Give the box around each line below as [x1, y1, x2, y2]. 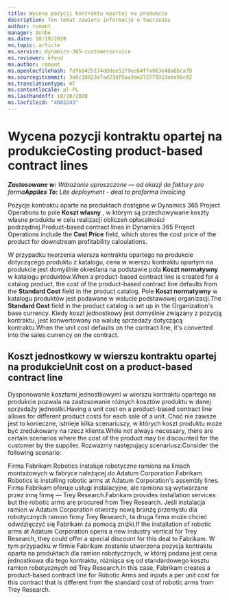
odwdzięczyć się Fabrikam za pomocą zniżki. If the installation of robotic [8, 520, 212, 528]
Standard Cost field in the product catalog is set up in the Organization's [8, 301, 213, 310]
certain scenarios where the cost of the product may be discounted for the [8, 434, 219, 442]
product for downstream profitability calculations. [8, 237, 148, 245]
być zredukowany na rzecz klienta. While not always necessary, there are [8, 426, 214, 435]
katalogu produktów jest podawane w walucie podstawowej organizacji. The [8, 294, 222, 302]
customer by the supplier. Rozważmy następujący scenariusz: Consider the [8, 441, 219, 449]
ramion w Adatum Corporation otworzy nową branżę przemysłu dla [8, 505, 197, 514]
